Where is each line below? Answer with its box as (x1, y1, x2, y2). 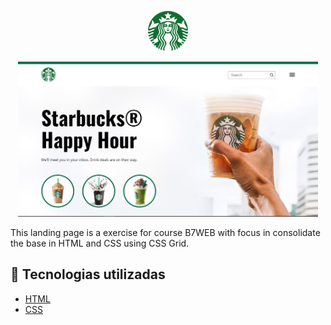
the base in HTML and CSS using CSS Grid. (10, 237, 190, 249)
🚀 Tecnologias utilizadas (10, 266, 166, 283)
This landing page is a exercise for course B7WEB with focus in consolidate (10, 226, 321, 238)
